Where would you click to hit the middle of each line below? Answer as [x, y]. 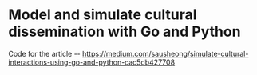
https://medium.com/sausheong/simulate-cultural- [166, 53]
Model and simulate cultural [103, 15]
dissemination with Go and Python [125, 32]
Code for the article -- [45, 53]
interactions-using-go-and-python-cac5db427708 [92, 62]
